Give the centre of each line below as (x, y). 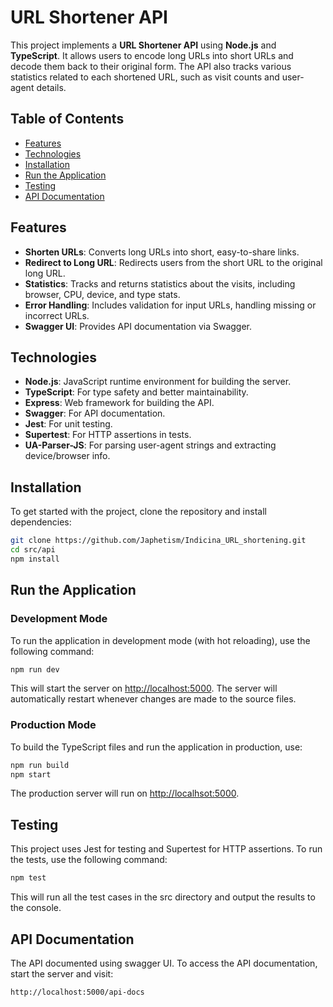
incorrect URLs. (57, 315)
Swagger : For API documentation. (95, 413)
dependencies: (41, 522)
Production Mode (53, 725)
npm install (35, 559)
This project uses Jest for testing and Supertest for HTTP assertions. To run (166, 849)
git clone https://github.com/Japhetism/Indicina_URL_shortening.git (158, 541)
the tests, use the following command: (89, 860)
